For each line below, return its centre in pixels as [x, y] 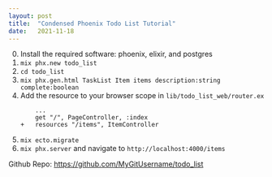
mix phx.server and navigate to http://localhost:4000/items [123, 149]
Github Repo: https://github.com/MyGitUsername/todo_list [106, 164]
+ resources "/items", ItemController [89, 125]
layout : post [30, 16]
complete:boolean [50, 88]
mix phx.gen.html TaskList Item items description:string [120, 81]
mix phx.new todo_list [58, 63]
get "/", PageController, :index [92, 118]
